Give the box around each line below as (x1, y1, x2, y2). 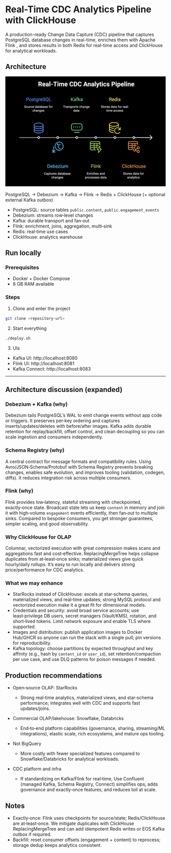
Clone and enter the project (12, 305, 71, 311)
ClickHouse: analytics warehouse (12, 234, 83, 240)
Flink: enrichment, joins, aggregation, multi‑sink (12, 223, 112, 229)
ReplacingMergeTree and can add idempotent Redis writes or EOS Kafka (12, 826, 165, 832)
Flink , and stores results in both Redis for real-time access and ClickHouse (5, 42, 163, 48)
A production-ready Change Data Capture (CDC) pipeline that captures (5, 31, 154, 37)
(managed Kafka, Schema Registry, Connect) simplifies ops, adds (20, 781, 158, 788)
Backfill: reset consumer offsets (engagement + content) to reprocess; (12, 837, 161, 843)
